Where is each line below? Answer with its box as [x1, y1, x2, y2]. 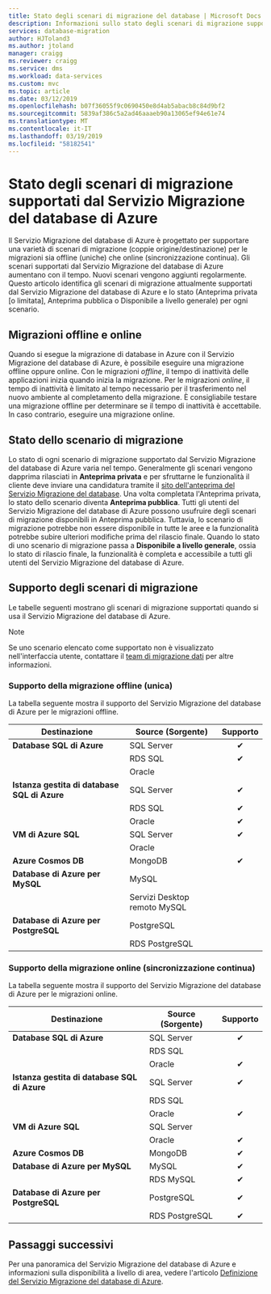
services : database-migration [8, 27, 110, 35]
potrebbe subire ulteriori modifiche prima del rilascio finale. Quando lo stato [8, 532, 261, 542]
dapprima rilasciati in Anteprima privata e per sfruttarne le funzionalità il [8, 472, 250, 482]
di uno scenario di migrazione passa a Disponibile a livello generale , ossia [8, 541, 256, 550]
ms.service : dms [8, 65, 63, 73]
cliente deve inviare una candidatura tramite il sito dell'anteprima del [8, 481, 236, 490]
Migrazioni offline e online [8, 328, 143, 342]
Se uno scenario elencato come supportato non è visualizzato [8, 643, 214, 652]
